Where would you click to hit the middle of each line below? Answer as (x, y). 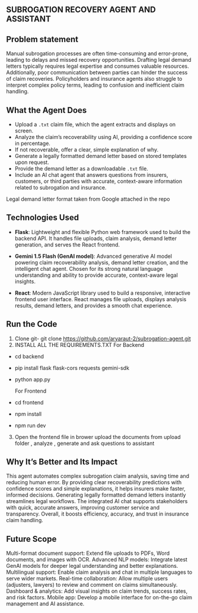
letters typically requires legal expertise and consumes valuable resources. (98, 66)
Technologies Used (42, 218)
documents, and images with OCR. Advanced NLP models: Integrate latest (97, 560)
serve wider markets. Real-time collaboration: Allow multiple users (87, 579)
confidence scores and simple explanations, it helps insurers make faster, (96, 489)
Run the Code (32, 324)
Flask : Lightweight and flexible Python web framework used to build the (103, 232)
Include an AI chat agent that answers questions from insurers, (91, 175)
